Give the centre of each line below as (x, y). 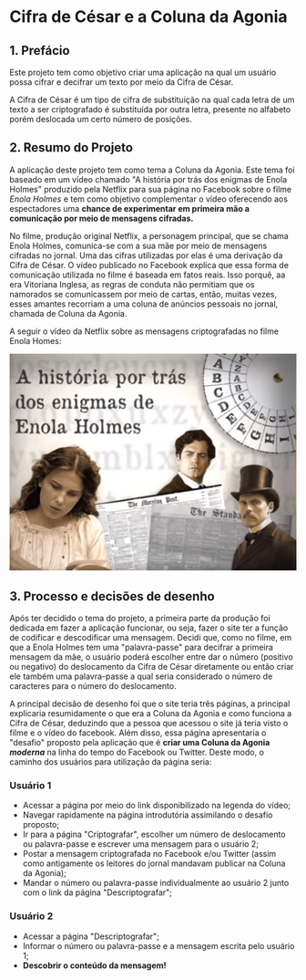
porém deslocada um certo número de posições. (101, 119)
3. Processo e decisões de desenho (112, 596)
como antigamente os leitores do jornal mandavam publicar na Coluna (154, 863)
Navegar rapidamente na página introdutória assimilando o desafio (148, 815)
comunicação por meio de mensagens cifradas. (102, 218)
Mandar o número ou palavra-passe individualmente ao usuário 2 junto (156, 883)
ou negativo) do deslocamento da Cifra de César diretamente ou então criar (152, 667)
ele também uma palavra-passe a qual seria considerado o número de (141, 676)
